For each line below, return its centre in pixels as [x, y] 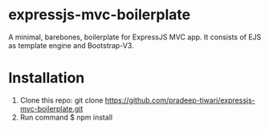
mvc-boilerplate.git [51, 108]
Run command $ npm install [66, 117]
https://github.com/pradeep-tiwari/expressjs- [180, 100]
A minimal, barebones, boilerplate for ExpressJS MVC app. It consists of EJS [135, 37]
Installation [47, 78]
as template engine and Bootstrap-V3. [71, 45]
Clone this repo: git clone [61, 100]
